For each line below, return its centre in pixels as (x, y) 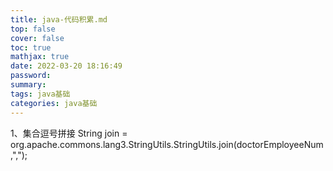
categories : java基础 (54, 103)
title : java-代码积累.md (59, 19)
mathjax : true (40, 57)
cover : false (37, 38)
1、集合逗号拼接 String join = (69, 133)
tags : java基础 (40, 94)
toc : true (31, 47)
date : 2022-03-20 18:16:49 (66, 66)
